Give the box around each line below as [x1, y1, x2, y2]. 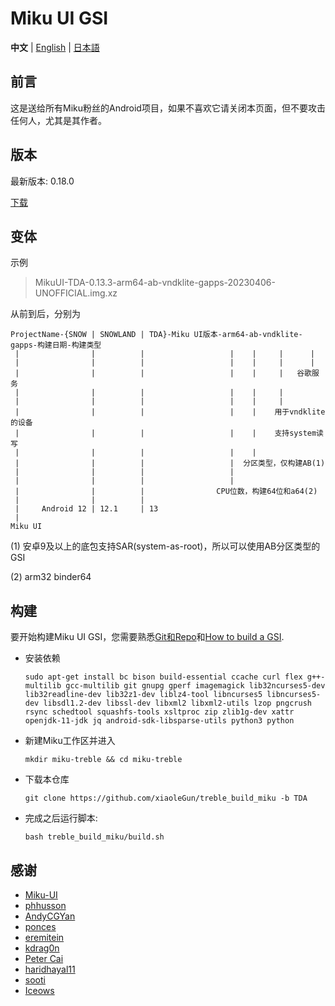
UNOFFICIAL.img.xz [34, 287, 118, 299]
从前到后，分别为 [10, 308, 81, 320]
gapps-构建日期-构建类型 [10, 340, 102, 351]
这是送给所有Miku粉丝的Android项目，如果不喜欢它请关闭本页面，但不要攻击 [10, 102, 326, 114]
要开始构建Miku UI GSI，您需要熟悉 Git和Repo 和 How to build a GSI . [10, 631, 285, 643]
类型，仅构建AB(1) [258, 458, 326, 469]
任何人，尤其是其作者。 [10, 114, 107, 126]
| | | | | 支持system [14, 428, 317, 439]
